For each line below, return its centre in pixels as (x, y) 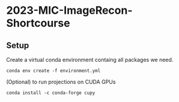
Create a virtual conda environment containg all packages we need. (90, 60)
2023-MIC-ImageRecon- (70, 10)
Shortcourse (38, 23)
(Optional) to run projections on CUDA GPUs (61, 82)
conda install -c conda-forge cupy (51, 93)
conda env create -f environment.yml (53, 71)
